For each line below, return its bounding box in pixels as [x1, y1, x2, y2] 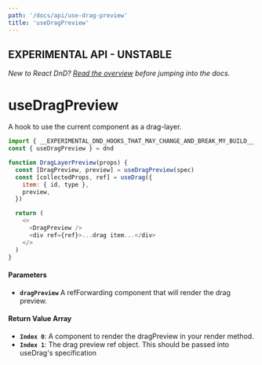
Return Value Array [8, 314, 72, 323]
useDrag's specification [19, 348, 96, 357]
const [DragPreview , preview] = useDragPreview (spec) [15, 166, 195, 173]
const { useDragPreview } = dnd [8, 144, 114, 153]
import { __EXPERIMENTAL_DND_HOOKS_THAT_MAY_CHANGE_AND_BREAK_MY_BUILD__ [8, 137, 255, 145]
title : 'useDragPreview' [8, 19, 89, 27]
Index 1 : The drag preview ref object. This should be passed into [19, 339, 230, 349]
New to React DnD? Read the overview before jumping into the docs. [8, 68, 231, 78]
